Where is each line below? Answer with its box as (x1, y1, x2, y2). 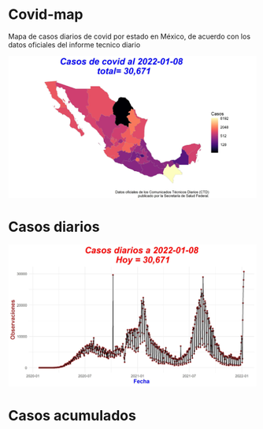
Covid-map (8, 6, 83, 24)
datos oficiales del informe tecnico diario (8, 39, 141, 49)
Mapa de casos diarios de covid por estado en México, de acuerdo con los (8, 32, 250, 41)
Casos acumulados (8, 406, 136, 424)
